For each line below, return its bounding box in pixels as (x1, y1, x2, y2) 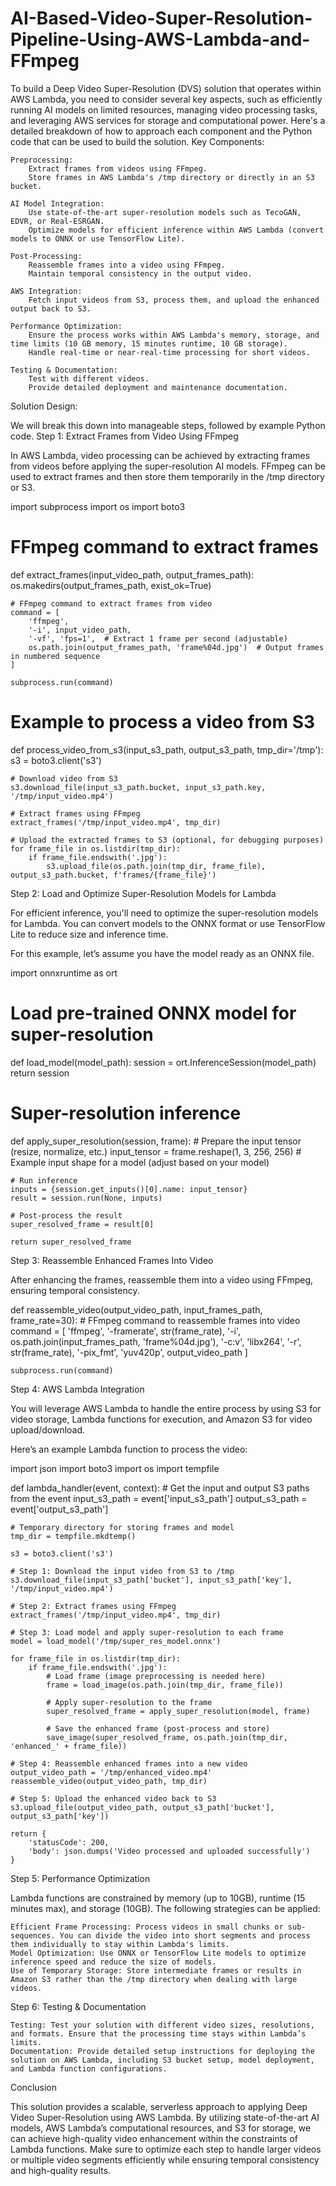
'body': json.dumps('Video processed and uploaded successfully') (28, 1846, 311, 1856)
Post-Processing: (10, 251, 83, 261)
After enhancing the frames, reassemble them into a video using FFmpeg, (10, 1273, 314, 1286)
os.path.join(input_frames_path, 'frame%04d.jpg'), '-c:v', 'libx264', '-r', (10, 1335, 302, 1347)
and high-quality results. (10, 2164, 112, 2176)
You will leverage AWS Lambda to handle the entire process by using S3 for (10, 1402, 322, 1414)
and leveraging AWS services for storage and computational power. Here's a (10, 114, 326, 126)
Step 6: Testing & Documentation (10, 2000, 147, 2012)
